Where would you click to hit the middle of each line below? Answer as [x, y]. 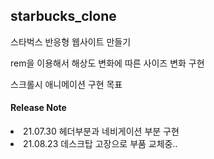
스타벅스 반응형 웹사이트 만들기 [71, 41]
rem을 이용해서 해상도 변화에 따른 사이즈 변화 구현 [107, 63]
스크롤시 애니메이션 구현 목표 [66, 84]
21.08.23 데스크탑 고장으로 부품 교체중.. [100, 144]
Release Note [38, 108]
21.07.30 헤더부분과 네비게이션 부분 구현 [101, 131]
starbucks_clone [63, 16]
